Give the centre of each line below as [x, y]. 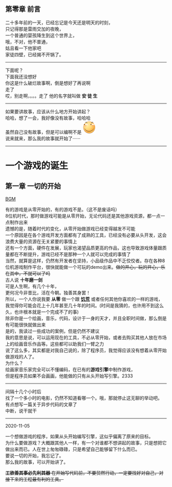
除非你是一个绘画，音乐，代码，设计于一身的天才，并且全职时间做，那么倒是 [86, 318]
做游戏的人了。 [21, 356]
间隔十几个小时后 [23, 391]
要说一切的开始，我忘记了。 [35, 455]
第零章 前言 [23, 9]
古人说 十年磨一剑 [24, 280]
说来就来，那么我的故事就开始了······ [43, 138]
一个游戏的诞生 [37, 166]
